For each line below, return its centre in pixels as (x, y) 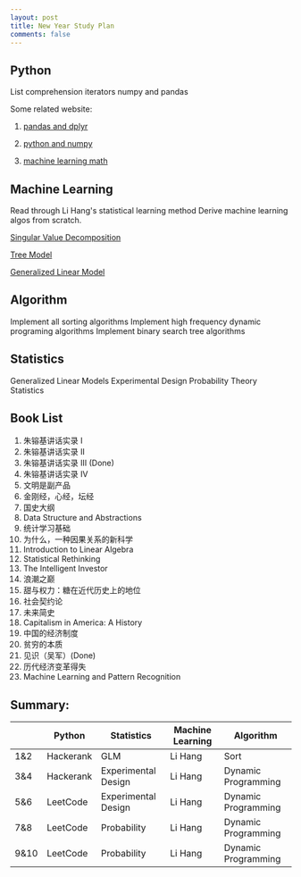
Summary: (40, 705)
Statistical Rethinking (62, 559)
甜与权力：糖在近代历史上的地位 (82, 590)
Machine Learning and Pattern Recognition (102, 677)
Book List (37, 418)
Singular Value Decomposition (66, 237)
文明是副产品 (46, 485)
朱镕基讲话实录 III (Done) (69, 463)
